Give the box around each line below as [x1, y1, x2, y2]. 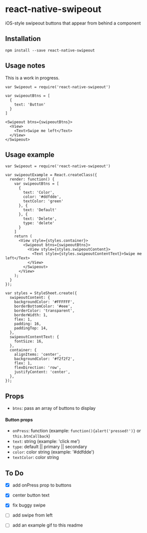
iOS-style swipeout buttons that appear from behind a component [5, 20, 141, 26]
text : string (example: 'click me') [12, 438, 80, 444]
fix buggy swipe [12, 502, 46, 508]
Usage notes [5, 62, 45, 70]
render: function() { [9, 177, 55, 182]
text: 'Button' [14, 102, 46, 107]
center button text [12, 492, 50, 498]
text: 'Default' [23, 208, 57, 213]
